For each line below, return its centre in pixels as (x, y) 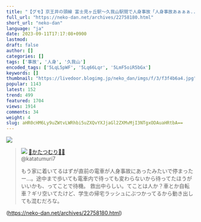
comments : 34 (22, 112)
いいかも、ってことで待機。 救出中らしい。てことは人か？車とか (100, 186)
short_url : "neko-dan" (34, 23)
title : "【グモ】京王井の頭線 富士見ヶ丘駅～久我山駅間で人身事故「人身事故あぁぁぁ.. (101, 12)
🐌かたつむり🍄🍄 (47, 152)
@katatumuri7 (38, 159)
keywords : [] (22, 73)
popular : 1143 (24, 84)
